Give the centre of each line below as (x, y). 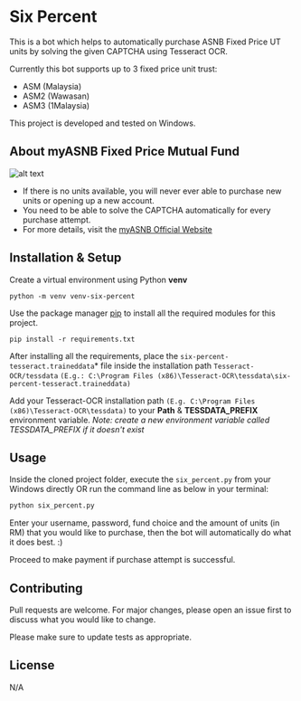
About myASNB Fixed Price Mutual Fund (125, 152)
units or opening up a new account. (89, 200)
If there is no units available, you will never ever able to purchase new (152, 191)
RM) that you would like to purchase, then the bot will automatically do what (150, 533)
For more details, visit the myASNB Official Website (117, 229)
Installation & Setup (66, 258)
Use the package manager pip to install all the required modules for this (142, 313)
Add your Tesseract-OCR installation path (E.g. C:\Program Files (132, 401)
